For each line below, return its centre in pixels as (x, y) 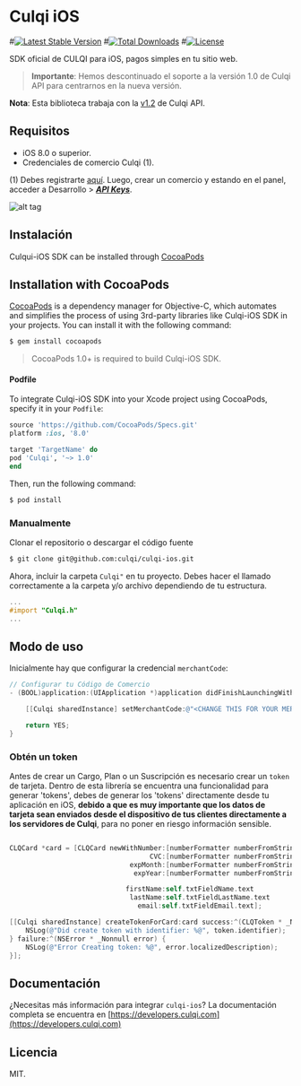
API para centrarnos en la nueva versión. (106, 85)
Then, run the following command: (73, 483)
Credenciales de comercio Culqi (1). (88, 162)
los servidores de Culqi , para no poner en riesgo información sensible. (140, 823)
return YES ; (47, 725)
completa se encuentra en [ (60, 1014)
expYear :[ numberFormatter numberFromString (215, 873)
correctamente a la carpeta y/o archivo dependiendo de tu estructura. (138, 586)
